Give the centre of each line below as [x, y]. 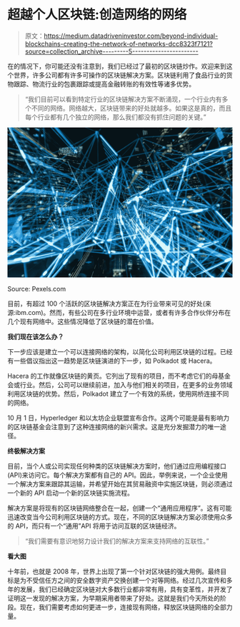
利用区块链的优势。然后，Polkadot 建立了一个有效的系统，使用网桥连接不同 [118, 393]
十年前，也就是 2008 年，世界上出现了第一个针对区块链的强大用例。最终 [114, 571]
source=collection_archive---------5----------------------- [111, 51]
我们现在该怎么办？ [36, 336]
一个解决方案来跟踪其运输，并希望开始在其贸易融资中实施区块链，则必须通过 [120, 483]
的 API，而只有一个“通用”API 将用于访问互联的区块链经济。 [94, 526]
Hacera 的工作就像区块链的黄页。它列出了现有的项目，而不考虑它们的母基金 [119, 376]
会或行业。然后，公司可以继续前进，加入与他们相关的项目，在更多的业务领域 [120, 385]
